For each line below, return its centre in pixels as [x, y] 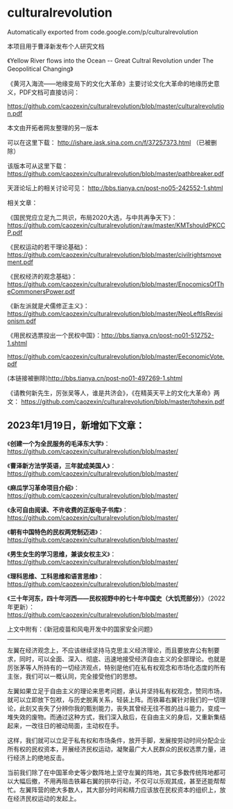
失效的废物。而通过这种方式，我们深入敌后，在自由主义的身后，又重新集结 [119, 717]
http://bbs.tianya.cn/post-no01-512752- [158, 335]
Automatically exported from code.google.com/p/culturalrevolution [103, 32]
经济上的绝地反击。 [40, 758]
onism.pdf [22, 321]
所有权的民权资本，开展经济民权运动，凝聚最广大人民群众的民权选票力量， [113, 749]
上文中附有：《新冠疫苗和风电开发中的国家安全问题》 [81, 629]
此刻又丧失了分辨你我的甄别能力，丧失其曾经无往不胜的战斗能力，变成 [119, 708]
